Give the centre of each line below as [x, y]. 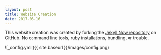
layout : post [18, 10]
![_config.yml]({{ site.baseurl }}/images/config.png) [57, 48]
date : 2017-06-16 [23, 19]
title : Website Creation [31, 14]
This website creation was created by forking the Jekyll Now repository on [80, 33]
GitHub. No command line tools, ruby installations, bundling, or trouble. [77, 38]
